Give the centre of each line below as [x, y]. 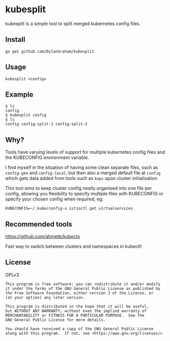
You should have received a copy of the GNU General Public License [79, 329]
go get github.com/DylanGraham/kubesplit [50, 51]
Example [19, 94]
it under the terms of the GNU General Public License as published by [83, 288]
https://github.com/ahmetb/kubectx [43, 236]
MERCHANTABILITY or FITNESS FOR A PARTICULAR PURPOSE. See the [75, 315]
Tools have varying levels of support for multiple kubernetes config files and [85, 152]
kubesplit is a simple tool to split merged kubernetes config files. [73, 24]
